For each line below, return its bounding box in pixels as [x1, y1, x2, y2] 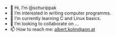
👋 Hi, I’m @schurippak [10, 5, 57, 10]
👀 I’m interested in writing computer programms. [10, 10, 111, 16]
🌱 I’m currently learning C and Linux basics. [10, 15, 101, 21]
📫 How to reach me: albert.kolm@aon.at [10, 26, 95, 32]
